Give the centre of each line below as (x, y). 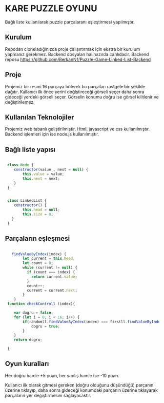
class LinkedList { (27, 201)
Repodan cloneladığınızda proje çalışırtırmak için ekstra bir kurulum (72, 49)
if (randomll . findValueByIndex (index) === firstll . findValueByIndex (92, 322)
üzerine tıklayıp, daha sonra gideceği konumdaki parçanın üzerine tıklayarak (81, 390)
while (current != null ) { (50, 268)
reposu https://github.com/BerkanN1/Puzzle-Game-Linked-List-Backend (78, 59)
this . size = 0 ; (38, 214)
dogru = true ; (45, 326)
